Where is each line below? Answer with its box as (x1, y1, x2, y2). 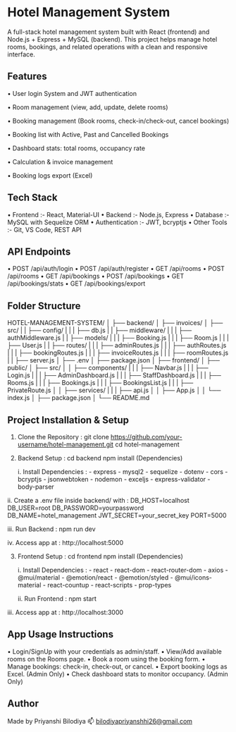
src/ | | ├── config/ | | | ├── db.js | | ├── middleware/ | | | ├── (7, 326, 192, 335)
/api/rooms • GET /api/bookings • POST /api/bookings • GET (7, 272, 185, 281)
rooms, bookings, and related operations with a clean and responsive (7, 42, 208, 51)
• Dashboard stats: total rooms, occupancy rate (7, 144, 146, 152)
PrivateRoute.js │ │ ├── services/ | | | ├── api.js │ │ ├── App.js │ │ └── (7, 386, 221, 395)
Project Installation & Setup (7, 414, 129, 426)
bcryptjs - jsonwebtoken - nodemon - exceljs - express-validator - (17, 475, 211, 483)
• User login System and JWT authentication (7, 89, 137, 97)
